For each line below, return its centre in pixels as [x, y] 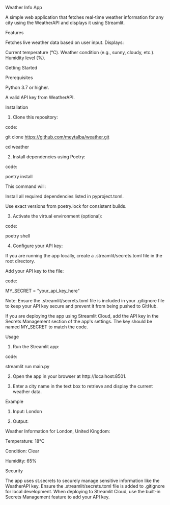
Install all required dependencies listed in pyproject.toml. [64, 196]
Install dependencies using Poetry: [49, 157]
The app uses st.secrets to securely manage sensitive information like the [82, 480]
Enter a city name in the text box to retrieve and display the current [83, 386]
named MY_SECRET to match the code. [47, 327]
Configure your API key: [38, 246]
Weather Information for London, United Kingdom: [58, 431]
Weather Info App [24, 7]
